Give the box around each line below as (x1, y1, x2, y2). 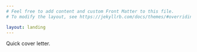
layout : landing (6, 24, 46, 30)
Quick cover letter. (6, 40, 51, 47)
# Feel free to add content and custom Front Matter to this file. (6, 8, 175, 14)
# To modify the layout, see (6, 14, 77, 20)
